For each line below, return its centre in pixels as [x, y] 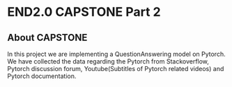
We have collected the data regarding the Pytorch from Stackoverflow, [108, 61]
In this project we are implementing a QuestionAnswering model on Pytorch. [116, 54]
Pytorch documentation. [42, 76]
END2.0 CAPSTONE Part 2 [84, 12]
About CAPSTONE [47, 38]
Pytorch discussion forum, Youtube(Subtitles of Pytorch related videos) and [116, 69]
